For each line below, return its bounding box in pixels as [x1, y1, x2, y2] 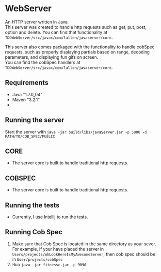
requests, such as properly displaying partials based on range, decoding [5, 49, 150, 55]
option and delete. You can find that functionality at [5, 29, 108, 35]
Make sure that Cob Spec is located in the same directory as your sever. [12, 241, 156, 247]
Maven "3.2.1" [12, 97, 40, 102]
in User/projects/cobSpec [12, 256, 63, 262]
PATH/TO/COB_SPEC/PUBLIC [5, 134, 55, 139]
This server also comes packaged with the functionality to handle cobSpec [5, 44, 155, 50]
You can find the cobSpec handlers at [5, 59, 80, 65]
